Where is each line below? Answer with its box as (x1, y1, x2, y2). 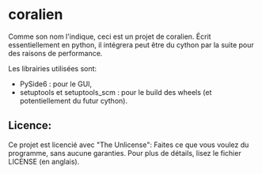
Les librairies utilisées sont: (8, 63, 97, 73)
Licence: (8, 119, 52, 132)
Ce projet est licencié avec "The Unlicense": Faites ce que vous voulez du (8, 140, 249, 149)
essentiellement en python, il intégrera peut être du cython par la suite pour (8, 40, 255, 49)
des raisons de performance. (8, 48, 103, 58)
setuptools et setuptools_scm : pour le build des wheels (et (19, 87, 212, 96)
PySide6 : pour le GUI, (19, 79, 93, 89)
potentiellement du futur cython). (19, 96, 128, 105)
